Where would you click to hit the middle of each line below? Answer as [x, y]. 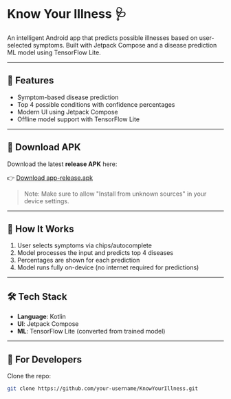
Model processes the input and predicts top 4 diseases [95, 253]
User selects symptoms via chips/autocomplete [85, 245]
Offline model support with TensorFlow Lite [78, 119]
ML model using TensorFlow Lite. [54, 52]
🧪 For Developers [45, 359]
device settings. [46, 201]
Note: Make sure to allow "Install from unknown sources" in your [115, 194]
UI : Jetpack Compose [48, 324]
